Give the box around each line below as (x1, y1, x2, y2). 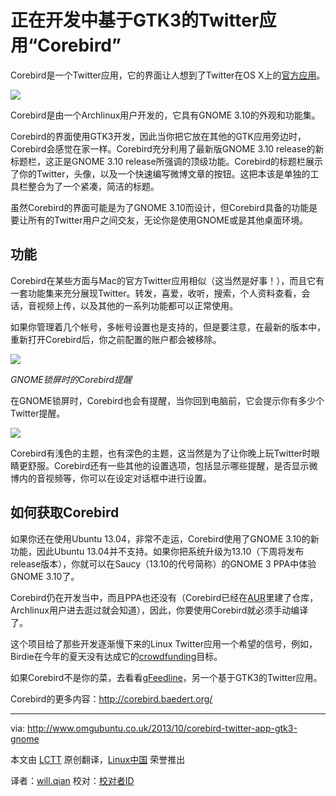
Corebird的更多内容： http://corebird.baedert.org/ (10, 692, 213, 705)
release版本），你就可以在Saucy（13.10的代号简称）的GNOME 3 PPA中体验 (10, 557, 317, 570)
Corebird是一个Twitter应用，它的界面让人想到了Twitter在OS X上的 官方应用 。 (10, 69, 326, 81)
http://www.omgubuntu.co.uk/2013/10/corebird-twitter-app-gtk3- (27, 722, 298, 734)
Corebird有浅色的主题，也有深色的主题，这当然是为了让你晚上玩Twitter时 (10, 447, 312, 459)
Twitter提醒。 (10, 407, 66, 419)
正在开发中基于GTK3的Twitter (10, 9, 260, 32)
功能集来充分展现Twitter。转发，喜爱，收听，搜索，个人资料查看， (27, 287, 302, 299)
